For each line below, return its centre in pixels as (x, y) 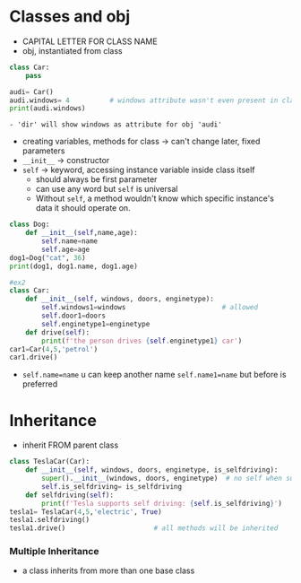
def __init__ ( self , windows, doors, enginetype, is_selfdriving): (152, 470)
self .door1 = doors (73, 316)
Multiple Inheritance (54, 552)
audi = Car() (31, 91)
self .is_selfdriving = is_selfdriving (112, 486)
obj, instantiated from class (72, 50)
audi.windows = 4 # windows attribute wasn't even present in (144, 100)
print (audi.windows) (48, 109)
